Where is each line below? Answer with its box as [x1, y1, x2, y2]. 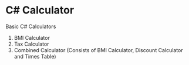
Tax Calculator [14, 40, 49, 47]
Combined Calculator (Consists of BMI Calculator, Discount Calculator [14, 46, 183, 53]
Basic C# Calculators [5, 23, 56, 30]
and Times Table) [14, 53, 56, 60]
